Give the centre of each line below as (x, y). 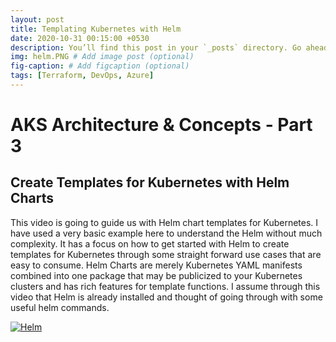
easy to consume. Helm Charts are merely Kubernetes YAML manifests (156, 265)
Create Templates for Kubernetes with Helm (150, 182)
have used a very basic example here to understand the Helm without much (166, 233)
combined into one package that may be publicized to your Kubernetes (156, 275)
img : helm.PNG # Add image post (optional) (102, 57)
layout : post (37, 19)
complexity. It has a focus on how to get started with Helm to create (150, 243)
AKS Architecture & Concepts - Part (161, 125)
